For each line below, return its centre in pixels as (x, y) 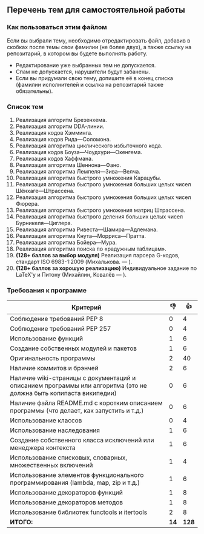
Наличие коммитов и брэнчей (54, 368)
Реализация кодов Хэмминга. (54, 132)
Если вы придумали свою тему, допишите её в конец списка (94, 78)
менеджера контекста (43, 448)
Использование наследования (55, 430)
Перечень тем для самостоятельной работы (96, 10)
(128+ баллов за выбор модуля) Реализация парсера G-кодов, (98, 255)
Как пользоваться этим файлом (57, 27)
